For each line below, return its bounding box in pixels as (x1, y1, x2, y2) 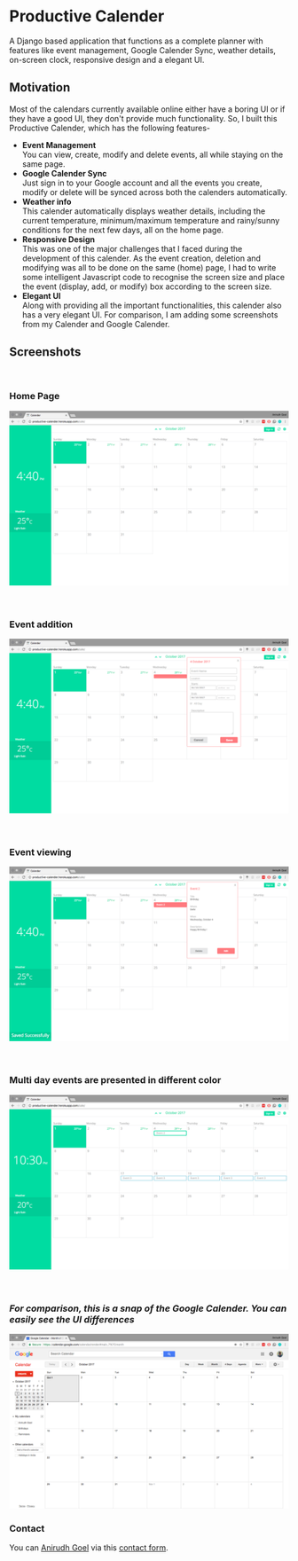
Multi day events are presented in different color (9, 1074, 222, 1086)
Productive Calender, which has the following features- (9, 122, 211, 133)
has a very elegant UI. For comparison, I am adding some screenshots (21, 309, 278, 320)
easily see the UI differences (9, 1313, 135, 1325)
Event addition (9, 618, 74, 631)
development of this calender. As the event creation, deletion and (21, 253, 262, 263)
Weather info (21, 196, 72, 207)
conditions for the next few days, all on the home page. (21, 224, 224, 235)
